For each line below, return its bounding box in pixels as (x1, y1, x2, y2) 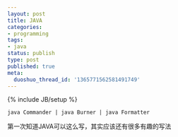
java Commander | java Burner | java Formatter (7, 109, 150, 117)
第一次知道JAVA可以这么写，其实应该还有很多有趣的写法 (7, 122, 172, 131)
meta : (7, 69, 23, 76)
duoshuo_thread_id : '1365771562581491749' (13, 76, 141, 83)
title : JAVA (7, 17, 42, 24)
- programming (7, 30, 49, 37)
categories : (7, 23, 42, 30)
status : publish (7, 50, 55, 57)
